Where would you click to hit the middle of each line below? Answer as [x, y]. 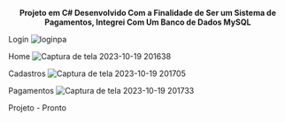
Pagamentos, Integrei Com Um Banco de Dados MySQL [148, 22]
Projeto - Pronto [38, 108]
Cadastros [27, 73]
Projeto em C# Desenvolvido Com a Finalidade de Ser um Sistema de [148, 13]
